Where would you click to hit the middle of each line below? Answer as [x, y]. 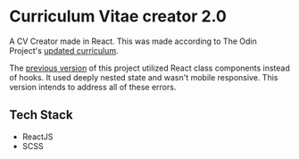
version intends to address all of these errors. [93, 87]
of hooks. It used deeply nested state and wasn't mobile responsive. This [144, 77]
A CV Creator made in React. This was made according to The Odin [133, 41]
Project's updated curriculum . [64, 50]
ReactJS [37, 137]
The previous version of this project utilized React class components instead [149, 68]
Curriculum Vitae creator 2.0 [118, 17]
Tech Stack [41, 115]
